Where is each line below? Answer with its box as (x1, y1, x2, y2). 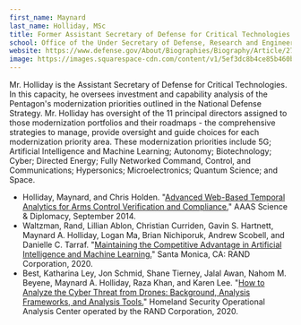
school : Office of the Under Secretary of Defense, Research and (9, 38, 258, 47)
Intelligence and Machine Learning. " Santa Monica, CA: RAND (21, 249, 251, 260)
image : (9, 55, 34, 64)
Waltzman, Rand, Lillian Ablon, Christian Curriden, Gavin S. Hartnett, (21, 220, 274, 231)
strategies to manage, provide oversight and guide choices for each (9, 127, 260, 137)
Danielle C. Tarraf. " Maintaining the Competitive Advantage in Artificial (21, 239, 282, 250)
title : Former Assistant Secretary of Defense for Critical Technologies (9, 30, 291, 38)
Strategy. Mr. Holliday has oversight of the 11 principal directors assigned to (9, 108, 288, 118)
